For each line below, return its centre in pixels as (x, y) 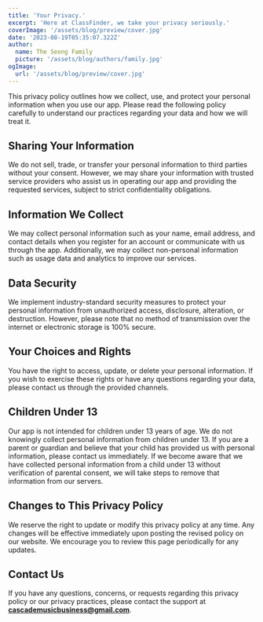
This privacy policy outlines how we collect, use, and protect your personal (130, 96)
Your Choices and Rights (69, 351)
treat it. (20, 121)
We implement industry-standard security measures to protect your (117, 302)
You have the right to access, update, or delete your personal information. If (131, 371)
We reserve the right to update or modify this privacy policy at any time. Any (131, 525)
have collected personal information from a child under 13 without (115, 464)
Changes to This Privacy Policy (86, 506)
